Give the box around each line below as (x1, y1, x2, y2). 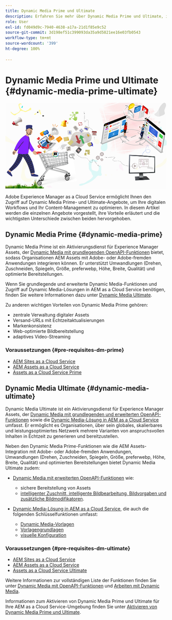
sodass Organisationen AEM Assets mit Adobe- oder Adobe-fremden (5, 255, 152, 261)
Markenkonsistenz (12, 323, 52, 329)
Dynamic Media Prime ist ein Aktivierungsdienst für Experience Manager (5, 244, 159, 250)
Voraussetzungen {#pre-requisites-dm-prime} (5, 347, 124, 354)
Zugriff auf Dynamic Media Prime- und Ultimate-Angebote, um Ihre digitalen (5, 199, 166, 205)
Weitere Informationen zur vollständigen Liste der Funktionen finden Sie (5, 577, 157, 583)
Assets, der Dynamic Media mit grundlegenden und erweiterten (5, 411, 139, 417)
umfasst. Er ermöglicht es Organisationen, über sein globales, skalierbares (5, 422, 163, 428)
